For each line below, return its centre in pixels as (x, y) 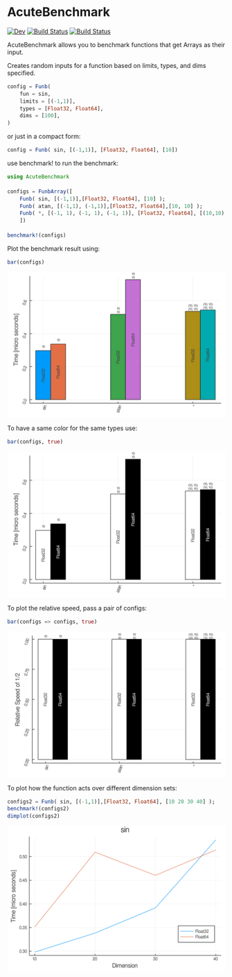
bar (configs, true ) (35, 442)
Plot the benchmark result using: (54, 248)
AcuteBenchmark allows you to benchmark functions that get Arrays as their (116, 44)
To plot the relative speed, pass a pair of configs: (77, 609)
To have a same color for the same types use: (72, 428)
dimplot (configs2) (34, 816)
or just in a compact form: (44, 137)
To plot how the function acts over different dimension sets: (92, 788)
